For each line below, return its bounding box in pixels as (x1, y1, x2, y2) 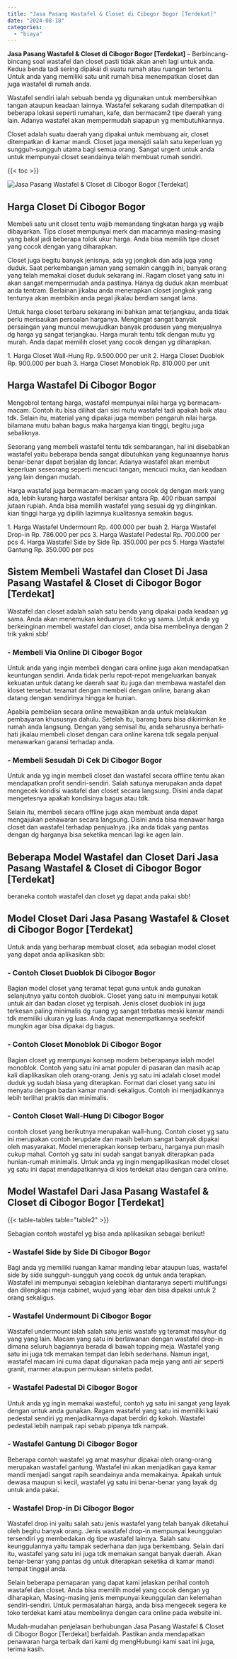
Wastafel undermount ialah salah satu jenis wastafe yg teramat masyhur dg (7, 1327, 226, 1336)
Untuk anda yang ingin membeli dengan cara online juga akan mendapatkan (7, 663, 229, 672)
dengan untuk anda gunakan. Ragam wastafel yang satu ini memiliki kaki (7, 1406, 219, 1415)
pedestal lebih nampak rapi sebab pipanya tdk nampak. (7, 1421, 169, 1430)
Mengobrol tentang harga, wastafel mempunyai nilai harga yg (7, 398, 186, 407)
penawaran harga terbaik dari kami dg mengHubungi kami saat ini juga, (7, 1638, 216, 1646)
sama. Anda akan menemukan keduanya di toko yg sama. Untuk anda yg (7, 614, 219, 623)
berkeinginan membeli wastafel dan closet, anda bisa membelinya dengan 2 (7, 622, 229, 631)
